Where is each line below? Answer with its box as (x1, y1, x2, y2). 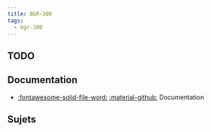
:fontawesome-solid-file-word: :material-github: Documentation (17, 93, 205, 101)
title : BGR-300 (7, 10, 53, 18)
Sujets (7, 113, 37, 125)
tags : (7, 17, 23, 24)
